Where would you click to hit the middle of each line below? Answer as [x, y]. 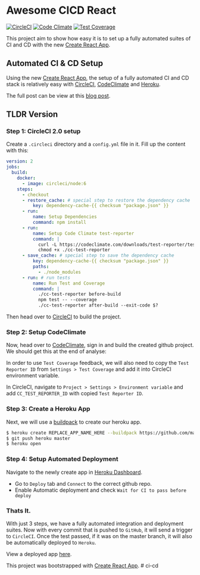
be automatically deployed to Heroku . [51, 542]
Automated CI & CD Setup [55, 63]
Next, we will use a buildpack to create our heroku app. [74, 422]
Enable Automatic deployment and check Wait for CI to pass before [100, 490]
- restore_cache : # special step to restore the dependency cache [106, 200]
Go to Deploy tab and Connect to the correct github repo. [83, 483]
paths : [41, 267]
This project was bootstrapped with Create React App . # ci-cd [82, 565]
